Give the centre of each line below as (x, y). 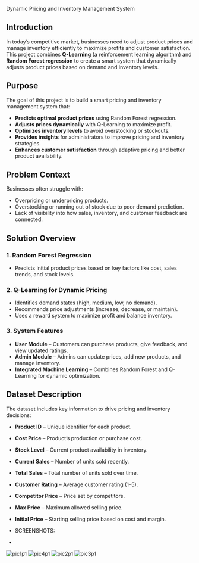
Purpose (22, 86)
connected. (29, 219)
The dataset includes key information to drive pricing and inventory (88, 409)
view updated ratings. (41, 350)
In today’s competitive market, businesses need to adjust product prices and (99, 42)
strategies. (28, 143)
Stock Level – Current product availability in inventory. (81, 450)
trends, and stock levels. (45, 275)
